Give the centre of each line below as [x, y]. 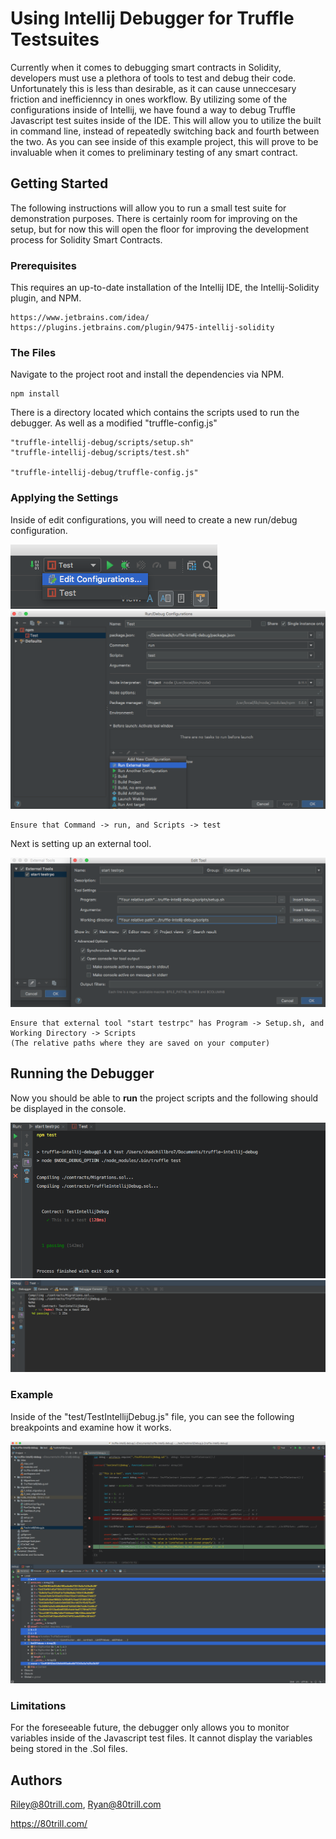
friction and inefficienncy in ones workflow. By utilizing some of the [149, 99]
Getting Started [59, 183]
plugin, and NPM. [46, 298]
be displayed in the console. [68, 1108]
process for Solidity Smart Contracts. [86, 239]
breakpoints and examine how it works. [91, 1427]
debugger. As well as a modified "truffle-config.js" [114, 423]
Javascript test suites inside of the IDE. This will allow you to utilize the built [166, 120]
